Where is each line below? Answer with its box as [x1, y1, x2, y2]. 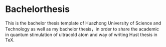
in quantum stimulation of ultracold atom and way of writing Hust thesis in [5, 31, 158, 37]
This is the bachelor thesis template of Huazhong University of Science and [5, 20, 161, 26]
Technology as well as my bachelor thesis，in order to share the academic [5, 26, 159, 32]
